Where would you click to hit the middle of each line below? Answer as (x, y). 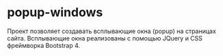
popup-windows (55, 12)
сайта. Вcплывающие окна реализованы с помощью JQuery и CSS (105, 38)
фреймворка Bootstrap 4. (44, 45)
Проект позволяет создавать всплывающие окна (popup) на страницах (112, 31)
